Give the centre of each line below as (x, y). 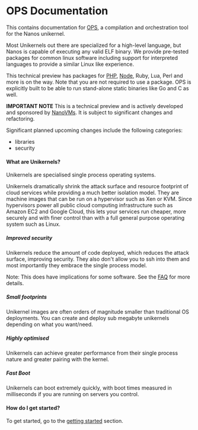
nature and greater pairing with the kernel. (58, 359)
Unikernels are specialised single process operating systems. (81, 175)
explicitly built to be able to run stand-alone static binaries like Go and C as (98, 88)
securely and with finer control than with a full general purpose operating (95, 218)
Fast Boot (18, 373)
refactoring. (20, 118)
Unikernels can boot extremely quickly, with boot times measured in (89, 388)
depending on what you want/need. (49, 324)
